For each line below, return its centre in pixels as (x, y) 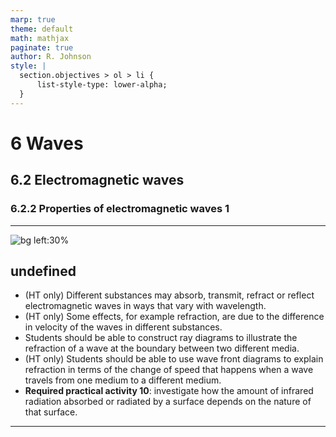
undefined (43, 271)
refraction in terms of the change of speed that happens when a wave (169, 370)
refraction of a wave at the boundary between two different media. (162, 348)
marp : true (33, 19)
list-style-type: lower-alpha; (102, 85)
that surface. (51, 412)
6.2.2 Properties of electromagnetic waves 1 (120, 209)
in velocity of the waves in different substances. (123, 327)
